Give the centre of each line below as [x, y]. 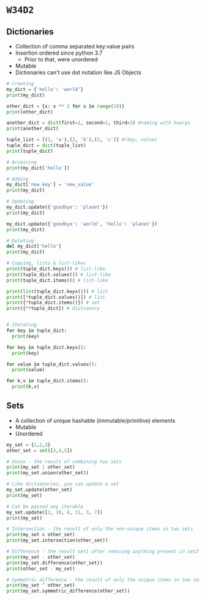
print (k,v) [26, 387]
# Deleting [20, 240]
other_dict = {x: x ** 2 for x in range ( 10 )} [65, 106]
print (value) [29, 370]
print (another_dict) [33, 129]
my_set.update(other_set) [39, 490]
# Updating [20, 202]
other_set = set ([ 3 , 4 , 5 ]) [39, 450]
